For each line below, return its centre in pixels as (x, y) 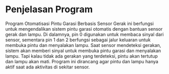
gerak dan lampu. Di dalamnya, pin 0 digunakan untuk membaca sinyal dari (84, 34)
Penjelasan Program (49, 9)
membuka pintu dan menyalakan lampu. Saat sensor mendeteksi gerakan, (83, 45)
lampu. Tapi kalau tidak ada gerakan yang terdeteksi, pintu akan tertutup (81, 56)
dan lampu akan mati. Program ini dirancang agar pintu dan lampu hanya (82, 61)
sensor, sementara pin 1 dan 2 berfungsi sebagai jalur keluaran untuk (78, 40)
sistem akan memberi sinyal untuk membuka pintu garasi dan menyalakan (83, 51)
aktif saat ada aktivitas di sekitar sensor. (48, 67)
